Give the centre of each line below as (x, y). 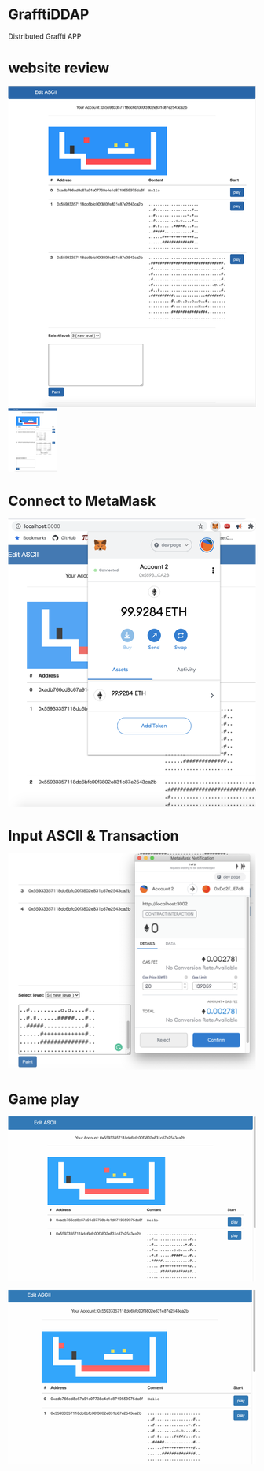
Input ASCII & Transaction (93, 836)
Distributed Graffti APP (45, 36)
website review (59, 68)
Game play (44, 1099)
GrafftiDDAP (49, 15)
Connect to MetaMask (82, 501)
